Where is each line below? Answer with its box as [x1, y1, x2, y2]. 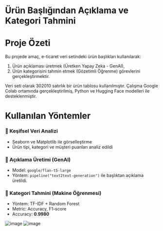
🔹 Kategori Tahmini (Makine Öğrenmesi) [5, 190, 102, 196]
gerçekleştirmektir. [12, 74, 50, 79]
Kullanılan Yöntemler [5, 110, 91, 121]
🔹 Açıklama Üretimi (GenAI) [5, 156, 71, 163]
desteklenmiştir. [5, 93, 37, 99]
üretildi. [12, 177, 28, 183]
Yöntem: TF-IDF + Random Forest [12, 201, 80, 207]
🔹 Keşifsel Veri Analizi [5, 128, 58, 135]
